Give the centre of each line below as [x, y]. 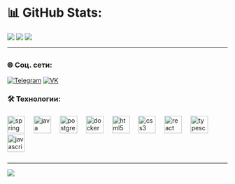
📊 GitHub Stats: [55, 13]
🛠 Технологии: [34, 99]
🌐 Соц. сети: [30, 65]
